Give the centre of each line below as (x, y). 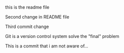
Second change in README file (37, 17)
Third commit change (27, 26)
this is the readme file (27, 7)
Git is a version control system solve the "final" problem (62, 36)
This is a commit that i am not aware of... (47, 46)
